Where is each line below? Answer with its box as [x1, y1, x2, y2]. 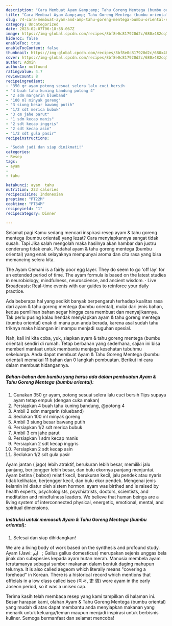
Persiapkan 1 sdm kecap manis [13, 435, 79, 441]
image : [6, 31, 20, 36]
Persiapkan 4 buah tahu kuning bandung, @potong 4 [13, 403, 125, 409]
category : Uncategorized [6, 21, 59, 27]
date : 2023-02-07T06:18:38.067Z [6, 27, 75, 32]
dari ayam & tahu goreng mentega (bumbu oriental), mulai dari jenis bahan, [6, 303, 163, 309]
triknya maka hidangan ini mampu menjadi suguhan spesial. [6, 325, 132, 331]
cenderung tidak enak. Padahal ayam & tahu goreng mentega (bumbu [6, 245, 152, 252]
